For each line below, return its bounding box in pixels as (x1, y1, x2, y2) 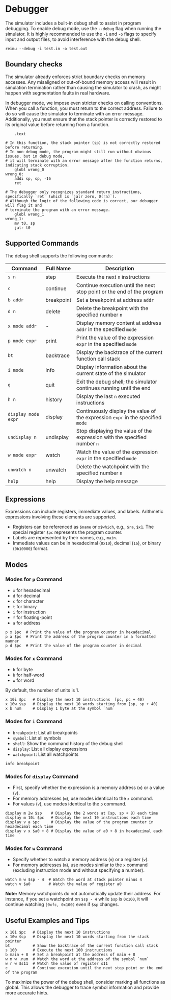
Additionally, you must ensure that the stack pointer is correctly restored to (5, 116, 162, 122)
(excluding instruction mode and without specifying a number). (12, 867, 145, 873)
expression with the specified (76, 434, 147, 441)
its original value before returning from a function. (5, 121, 110, 128)
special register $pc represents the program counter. (12, 529, 123, 535)
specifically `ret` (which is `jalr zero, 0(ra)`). (5, 194, 117, 199)
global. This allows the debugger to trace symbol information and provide (5, 984, 159, 991)
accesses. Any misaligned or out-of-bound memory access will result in (5, 79, 156, 85)
